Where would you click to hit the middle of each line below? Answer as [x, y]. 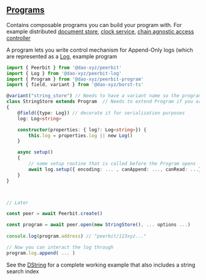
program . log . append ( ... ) [41, 253]
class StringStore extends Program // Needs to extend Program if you [100, 102]
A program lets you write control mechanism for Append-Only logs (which [100, 50]
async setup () [35, 152]
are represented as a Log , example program [62, 56]
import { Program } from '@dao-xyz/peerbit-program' [75, 79]
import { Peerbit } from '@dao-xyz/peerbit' [64, 68]
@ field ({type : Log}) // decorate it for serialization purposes [101, 113]
